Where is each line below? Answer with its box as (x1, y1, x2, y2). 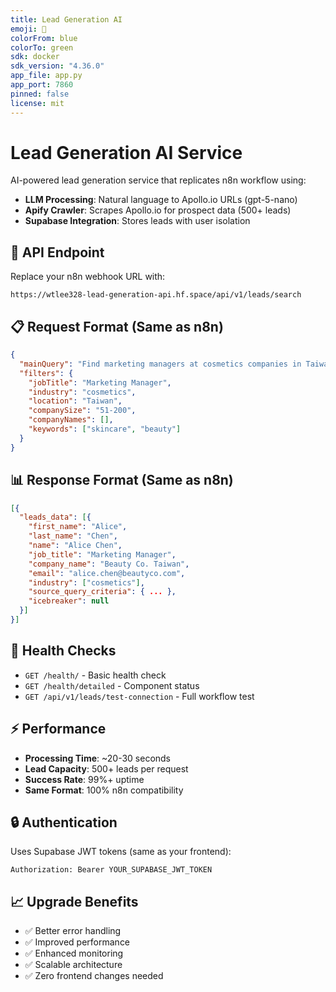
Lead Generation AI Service (10, 141, 243, 164)
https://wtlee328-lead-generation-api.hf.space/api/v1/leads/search (10, 290, 302, 300)
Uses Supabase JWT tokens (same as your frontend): (10, 846, 232, 858)
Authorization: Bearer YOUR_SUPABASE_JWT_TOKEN (10, 865, 213, 875)
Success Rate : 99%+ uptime (24, 773, 145, 785)
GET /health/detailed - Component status (24, 679, 200, 691)
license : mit (10, 98, 65, 108)
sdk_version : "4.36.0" (10, 61, 105, 71)
